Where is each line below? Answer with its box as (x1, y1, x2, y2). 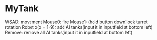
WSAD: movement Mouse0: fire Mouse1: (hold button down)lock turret (5, 19, 148, 25)
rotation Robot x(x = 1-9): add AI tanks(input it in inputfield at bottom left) (5, 24, 153, 30)
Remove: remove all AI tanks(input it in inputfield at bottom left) (5, 29, 133, 35)
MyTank (5, 3, 39, 14)
